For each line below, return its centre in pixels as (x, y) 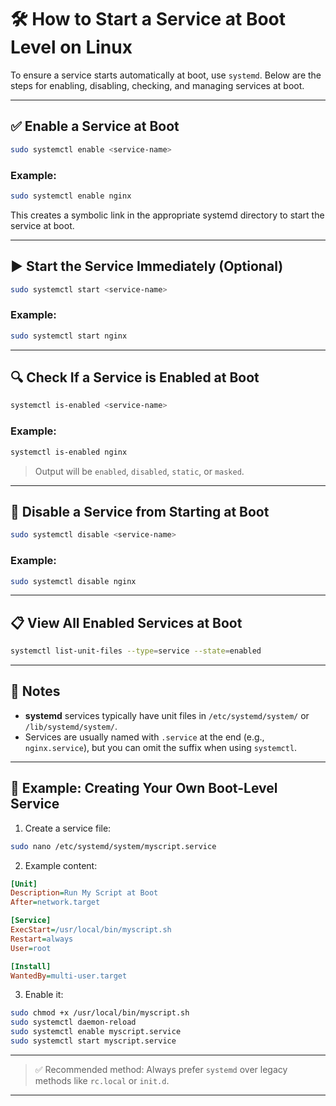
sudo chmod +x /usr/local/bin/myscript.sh (100, 1013)
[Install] (31, 966)
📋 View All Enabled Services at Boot (126, 622)
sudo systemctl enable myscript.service (96, 1032)
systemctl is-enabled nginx (69, 452)
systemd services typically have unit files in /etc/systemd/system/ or (167, 715)
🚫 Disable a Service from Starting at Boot (140, 511)
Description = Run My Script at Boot (84, 893)
